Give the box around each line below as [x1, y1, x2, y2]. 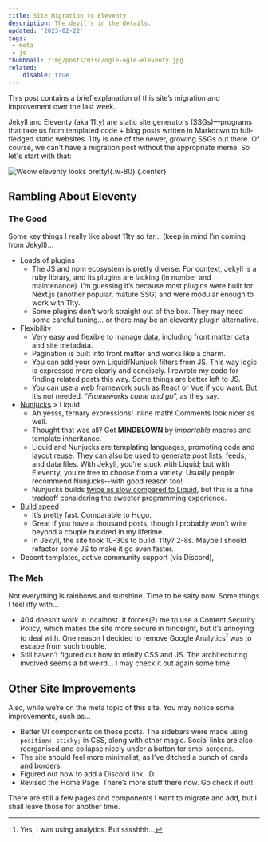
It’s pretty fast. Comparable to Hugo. [31, 510, 152, 520]
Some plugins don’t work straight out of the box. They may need [31, 307, 243, 316]
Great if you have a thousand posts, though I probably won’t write [31, 518, 247, 528]
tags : [8, 34, 26, 42]
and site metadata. [31, 340, 93, 350]
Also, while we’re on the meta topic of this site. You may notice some [8, 703, 235, 713]
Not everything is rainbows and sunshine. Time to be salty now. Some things [8, 590, 260, 600]
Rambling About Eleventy [8, 189, 137, 204]
